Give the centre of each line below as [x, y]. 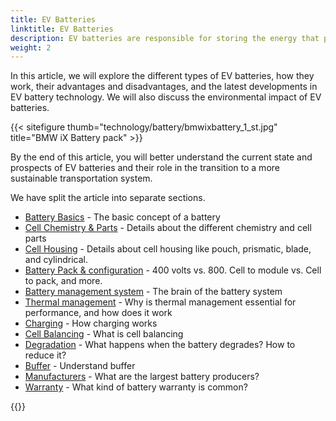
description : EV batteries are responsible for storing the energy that [165, 38]
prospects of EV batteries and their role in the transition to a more [145, 168]
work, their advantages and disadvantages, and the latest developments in [164, 87]
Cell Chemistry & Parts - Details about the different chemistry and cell [168, 228]
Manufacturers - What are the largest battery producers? [142, 377]
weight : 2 [31, 47]
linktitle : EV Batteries [62, 29]
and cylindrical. [56, 260]
